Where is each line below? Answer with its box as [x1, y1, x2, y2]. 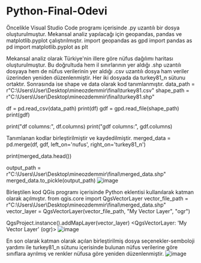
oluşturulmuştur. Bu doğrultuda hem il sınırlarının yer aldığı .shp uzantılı [6, 61, 182, 68]
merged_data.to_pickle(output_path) [6, 177, 96, 184]
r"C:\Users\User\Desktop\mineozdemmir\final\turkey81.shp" [6, 93, 155, 100]
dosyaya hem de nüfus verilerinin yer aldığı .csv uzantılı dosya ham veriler [6, 67, 189, 74]
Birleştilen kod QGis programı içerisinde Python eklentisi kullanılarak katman [6, 188, 194, 196]
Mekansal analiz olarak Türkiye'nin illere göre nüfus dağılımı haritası [6, 55, 173, 62]
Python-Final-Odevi [6, 4, 108, 18]
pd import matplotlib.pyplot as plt [6, 43, 88, 50]
